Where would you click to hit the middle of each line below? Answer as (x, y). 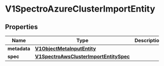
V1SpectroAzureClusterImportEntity (80, 9)
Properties (21, 27)
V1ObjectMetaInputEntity (65, 49)
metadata (19, 49)
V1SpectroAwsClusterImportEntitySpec (82, 57)
